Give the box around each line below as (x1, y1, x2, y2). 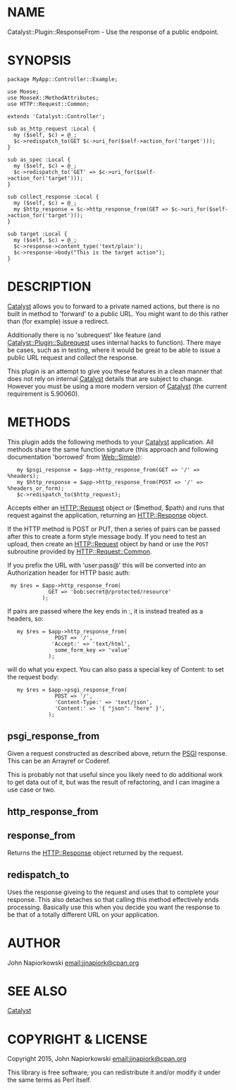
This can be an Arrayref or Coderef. (7, 756, 111, 765)
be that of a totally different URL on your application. (7, 910, 160, 919)
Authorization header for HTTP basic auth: (7, 568, 130, 577)
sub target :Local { (7, 230, 68, 238)
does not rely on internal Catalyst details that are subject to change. (7, 374, 204, 382)
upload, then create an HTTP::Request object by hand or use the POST (7, 539, 209, 548)
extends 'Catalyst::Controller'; (7, 112, 106, 120)
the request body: (7, 672, 59, 681)
